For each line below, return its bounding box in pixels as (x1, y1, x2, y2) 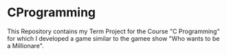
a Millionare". (7, 41, 44, 50)
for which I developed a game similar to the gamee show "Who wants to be (7, 34, 220, 42)
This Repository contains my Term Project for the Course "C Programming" (7, 27, 220, 35)
